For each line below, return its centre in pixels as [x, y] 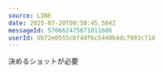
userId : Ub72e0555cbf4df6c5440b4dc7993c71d [82, 38]
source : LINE [30, 15]
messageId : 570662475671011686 [60, 30]
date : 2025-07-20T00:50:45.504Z [62, 23]
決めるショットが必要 [43, 61]
